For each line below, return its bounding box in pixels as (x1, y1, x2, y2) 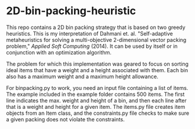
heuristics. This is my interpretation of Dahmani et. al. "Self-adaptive (6, 30, 173, 37)
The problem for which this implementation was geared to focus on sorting (6, 60, 188, 67)
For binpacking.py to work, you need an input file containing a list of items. (6, 84, 188, 91)
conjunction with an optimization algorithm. (6, 49, 111, 56)
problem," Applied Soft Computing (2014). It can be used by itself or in (6, 43, 178, 50)
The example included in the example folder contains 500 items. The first (6, 91, 185, 98)
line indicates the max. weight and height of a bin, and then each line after (6, 96, 187, 104)
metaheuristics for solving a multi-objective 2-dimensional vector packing (6, 36, 187, 43)
